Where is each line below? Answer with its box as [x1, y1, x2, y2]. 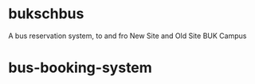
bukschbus [8, 5, 84, 23]
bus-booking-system [8, 59, 153, 77]
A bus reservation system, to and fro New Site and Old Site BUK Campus [8, 31, 247, 40]
